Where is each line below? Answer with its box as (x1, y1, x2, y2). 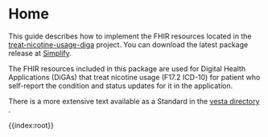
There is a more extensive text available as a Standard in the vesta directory (8, 96, 260, 106)
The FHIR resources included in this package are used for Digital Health (8, 63, 246, 73)
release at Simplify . (8, 48, 72, 58)
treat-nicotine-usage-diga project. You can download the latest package (8, 39, 249, 49)
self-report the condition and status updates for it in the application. (8, 81, 233, 91)
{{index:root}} (8, 120, 55, 130)
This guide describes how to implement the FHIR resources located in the (8, 31, 252, 41)
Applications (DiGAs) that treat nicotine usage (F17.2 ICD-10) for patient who (8, 72, 261, 82)
